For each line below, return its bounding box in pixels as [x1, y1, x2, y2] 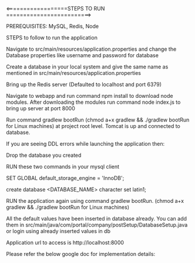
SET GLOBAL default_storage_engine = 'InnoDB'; [6, 175, 125, 182]
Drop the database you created [6, 152, 82, 159]
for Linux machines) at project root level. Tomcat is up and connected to [6, 123, 180, 129]
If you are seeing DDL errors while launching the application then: [6, 140, 165, 147]
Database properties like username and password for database [6, 52, 159, 58]
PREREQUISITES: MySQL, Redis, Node [6, 23, 99, 29]
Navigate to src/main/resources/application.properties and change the [6, 45, 177, 52]
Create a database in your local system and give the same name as [6, 63, 169, 70]
